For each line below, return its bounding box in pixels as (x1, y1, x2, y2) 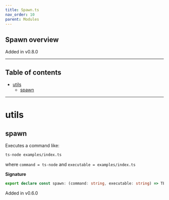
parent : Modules (5, 17, 39, 22)
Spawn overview (5, 35, 59, 44)
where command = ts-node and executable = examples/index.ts (5, 161, 136, 167)
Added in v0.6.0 (5, 190, 38, 196)
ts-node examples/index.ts (5, 152, 62, 157)
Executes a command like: (5, 143, 59, 149)
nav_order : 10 (5, 12, 35, 17)
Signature (5, 171, 27, 177)
